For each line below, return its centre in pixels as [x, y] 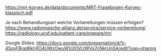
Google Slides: [20, 43]
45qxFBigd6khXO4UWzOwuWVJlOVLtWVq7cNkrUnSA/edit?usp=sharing [81, 48]
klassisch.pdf [19, 13]
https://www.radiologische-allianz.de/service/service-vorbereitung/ [75, 28]
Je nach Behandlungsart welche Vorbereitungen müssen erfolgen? [74, 22]
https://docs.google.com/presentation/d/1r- [82, 43]
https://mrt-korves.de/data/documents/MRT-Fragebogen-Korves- [73, 7]
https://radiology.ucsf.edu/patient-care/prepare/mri [58, 33]
